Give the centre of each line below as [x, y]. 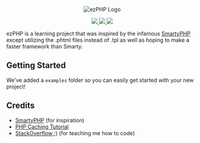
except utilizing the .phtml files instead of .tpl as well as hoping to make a [98, 40]
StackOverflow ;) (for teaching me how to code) [75, 133]
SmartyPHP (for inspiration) [50, 120]
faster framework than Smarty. [45, 46]
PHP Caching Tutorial [42, 127]
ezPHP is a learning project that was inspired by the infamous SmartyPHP [98, 34]
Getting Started [36, 66]
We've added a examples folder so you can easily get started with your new [100, 80]
